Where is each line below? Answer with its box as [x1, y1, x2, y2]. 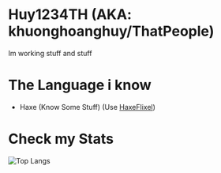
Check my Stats [8, 130, 114, 148]
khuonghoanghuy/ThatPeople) [8, 22, 215, 40]
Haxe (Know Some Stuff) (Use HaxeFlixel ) [19, 102, 156, 111]
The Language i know [8, 77, 152, 94]
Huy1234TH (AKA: [8, 6, 133, 24]
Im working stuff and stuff [8, 48, 92, 58]
